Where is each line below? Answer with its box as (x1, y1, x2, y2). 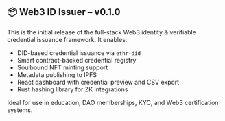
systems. (7, 106, 33, 114)
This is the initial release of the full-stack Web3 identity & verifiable (7, 27, 197, 36)
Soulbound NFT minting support (16, 63, 108, 71)
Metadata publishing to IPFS (16, 70, 97, 78)
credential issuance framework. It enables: (7, 35, 128, 43)
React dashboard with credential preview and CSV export (16, 78, 180, 86)
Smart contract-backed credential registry (16, 56, 137, 64)
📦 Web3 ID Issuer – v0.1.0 (7, 6, 121, 18)
